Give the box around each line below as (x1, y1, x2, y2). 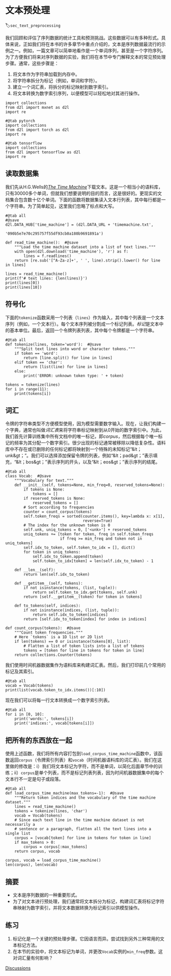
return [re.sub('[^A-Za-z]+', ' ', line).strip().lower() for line (14, 258, 160, 263)
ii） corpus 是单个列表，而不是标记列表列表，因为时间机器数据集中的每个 (14, 770, 164, 776)
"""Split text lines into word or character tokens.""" (14, 346, 136, 352)
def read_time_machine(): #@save (5, 240, 79, 245)
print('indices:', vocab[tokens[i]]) (14, 721, 95, 726)
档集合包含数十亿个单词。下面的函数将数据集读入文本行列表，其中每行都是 (5, 196, 161, 202)
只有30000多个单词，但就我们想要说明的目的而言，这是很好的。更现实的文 (5, 190, 162, 196)
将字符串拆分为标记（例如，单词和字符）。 (12, 77, 100, 83)
